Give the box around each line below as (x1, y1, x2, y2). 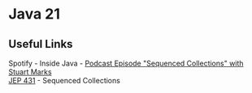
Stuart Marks (8, 67, 52, 77)
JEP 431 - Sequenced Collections (8, 76, 120, 85)
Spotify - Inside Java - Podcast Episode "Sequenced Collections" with (8, 58, 244, 68)
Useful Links (8, 37, 73, 51)
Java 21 (8, 5, 61, 23)
